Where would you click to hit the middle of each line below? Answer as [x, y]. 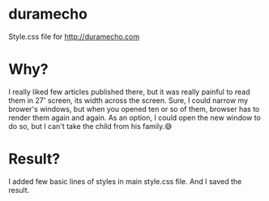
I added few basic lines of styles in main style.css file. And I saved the [125, 181]
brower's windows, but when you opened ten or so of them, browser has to [134, 109]
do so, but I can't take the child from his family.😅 [90, 126]
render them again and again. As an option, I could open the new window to [134, 118]
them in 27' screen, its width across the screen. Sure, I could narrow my [128, 100]
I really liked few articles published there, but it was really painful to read [129, 92]
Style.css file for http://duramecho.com [74, 36]
